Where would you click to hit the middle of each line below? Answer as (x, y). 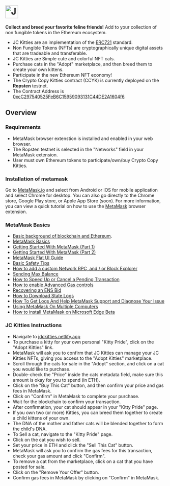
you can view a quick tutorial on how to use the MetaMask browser (76, 206)
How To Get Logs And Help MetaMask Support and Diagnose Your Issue (88, 301)
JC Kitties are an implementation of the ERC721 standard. (73, 42)
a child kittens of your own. (41, 418)
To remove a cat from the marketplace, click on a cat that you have (83, 461)
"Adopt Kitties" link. (33, 347)
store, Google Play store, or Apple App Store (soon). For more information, (83, 201)
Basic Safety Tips (31, 263)
